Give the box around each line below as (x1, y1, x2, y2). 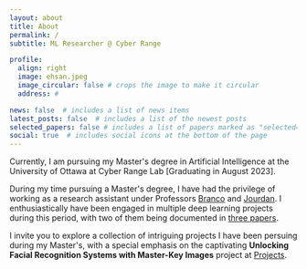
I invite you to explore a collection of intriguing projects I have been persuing (9, 230, 298, 242)
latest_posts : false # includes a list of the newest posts (9, 114, 248, 123)
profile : (9, 56, 43, 65)
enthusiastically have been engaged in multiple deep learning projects (9, 202, 274, 214)
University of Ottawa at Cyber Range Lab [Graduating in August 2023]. (9, 166, 276, 177)
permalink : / (9, 30, 59, 39)
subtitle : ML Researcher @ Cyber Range (9, 38, 162, 48)
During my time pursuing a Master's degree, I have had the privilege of (9, 183, 276, 194)
